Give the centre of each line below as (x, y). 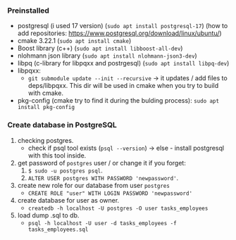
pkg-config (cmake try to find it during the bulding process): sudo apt (118, 101)
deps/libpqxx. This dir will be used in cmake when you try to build (123, 86)
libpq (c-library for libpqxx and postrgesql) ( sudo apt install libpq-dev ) (123, 63)
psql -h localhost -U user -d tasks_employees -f (103, 223)
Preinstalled (28, 11)
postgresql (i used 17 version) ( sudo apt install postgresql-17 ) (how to (123, 26)
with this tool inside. (57, 155)
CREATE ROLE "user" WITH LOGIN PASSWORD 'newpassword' (110, 193)
